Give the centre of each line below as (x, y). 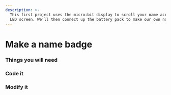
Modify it (17, 87)
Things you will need (31, 60)
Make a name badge (49, 44)
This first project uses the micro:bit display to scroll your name (84, 15)
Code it (15, 74)
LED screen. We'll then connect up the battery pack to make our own (85, 19)
